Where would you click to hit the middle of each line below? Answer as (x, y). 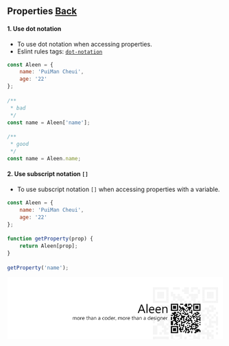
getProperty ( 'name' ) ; (38, 268)
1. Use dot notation (34, 28)
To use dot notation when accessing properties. (84, 44)
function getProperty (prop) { (50, 239)
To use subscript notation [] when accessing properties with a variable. (119, 189)
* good (20, 144)
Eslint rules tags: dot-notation (60, 51)
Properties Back (42, 11)
